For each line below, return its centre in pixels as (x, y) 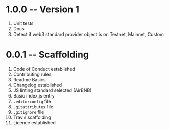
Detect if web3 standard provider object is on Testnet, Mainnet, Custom (88, 34)
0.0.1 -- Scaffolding (47, 55)
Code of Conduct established (44, 69)
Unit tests (23, 23)
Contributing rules (32, 74)
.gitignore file (29, 112)
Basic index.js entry (34, 95)
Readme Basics (29, 79)
